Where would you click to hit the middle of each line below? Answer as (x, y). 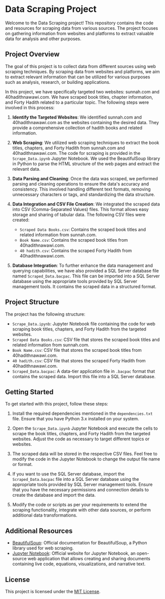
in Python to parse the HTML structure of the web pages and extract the (86, 164)
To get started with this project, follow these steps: (57, 404)
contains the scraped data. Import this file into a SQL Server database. (84, 376)
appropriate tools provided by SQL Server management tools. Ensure (82, 484)
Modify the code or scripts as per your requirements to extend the (80, 505)
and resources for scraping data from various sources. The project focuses (82, 28)
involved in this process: (30, 107)
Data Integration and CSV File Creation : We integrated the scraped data (86, 204)
